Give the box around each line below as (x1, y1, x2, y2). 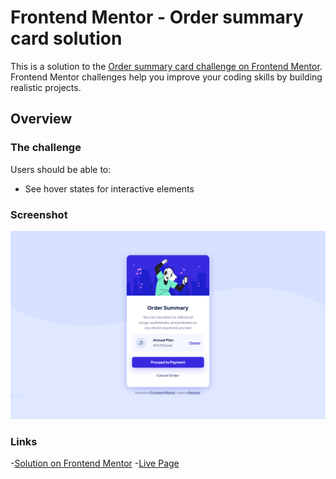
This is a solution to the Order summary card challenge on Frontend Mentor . (10, 60, 323, 72)
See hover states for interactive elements (24, 182, 195, 195)
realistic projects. (10, 81, 82, 93)
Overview (10, 111, 73, 128)
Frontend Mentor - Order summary (10, 6, 304, 29)
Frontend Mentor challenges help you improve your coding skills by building (10, 71, 323, 83)
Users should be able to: (10, 163, 112, 175)
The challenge (10, 141, 82, 155)
